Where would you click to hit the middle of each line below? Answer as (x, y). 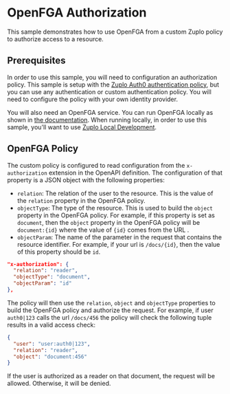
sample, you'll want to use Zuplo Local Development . (82, 127)
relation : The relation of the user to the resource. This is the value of (115, 193)
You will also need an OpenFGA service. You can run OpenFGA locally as (110, 112)
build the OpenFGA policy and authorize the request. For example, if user (111, 310)
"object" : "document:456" (50, 357)
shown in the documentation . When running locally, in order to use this (107, 120)
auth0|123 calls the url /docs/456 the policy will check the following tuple (110, 317)
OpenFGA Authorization (77, 13)
